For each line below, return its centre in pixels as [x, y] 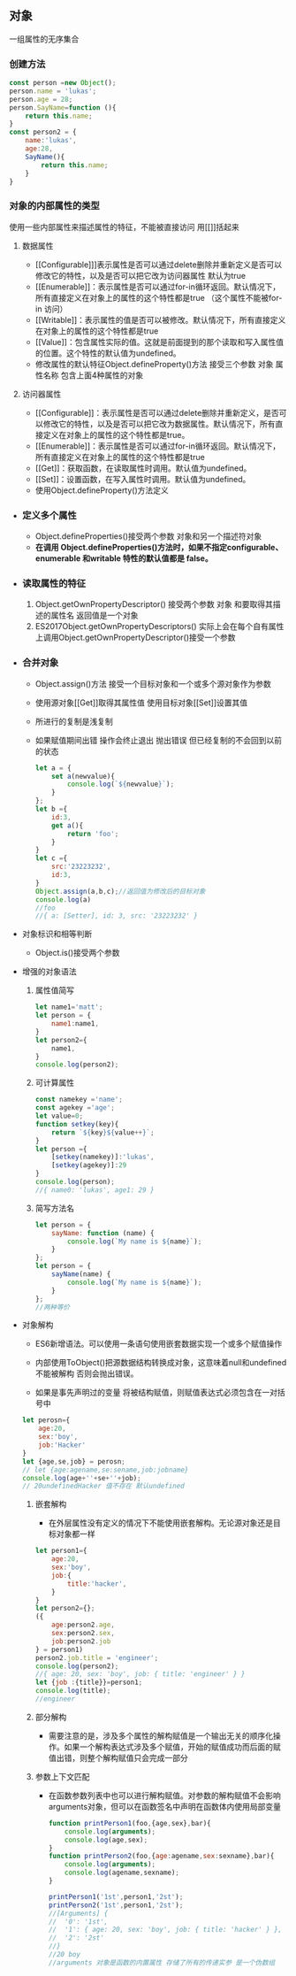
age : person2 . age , [83, 1625]
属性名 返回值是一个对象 [95, 615]
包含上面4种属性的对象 [102, 375]
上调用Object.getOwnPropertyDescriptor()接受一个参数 [135, 638]
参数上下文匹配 [62, 1776]
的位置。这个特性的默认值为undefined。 [108, 353]
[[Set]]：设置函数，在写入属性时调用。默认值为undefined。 [143, 479]
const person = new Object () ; [63, 83]
